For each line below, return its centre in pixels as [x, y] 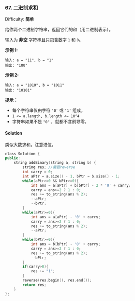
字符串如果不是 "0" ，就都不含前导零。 [51, 122]
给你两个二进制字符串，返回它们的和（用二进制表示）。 [59, 30]
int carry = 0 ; [38, 172]
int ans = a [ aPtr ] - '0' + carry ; [66, 217]
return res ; [35, 285]
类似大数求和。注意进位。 [30, 144]
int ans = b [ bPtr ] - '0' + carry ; [66, 244]
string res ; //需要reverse [49, 167]
